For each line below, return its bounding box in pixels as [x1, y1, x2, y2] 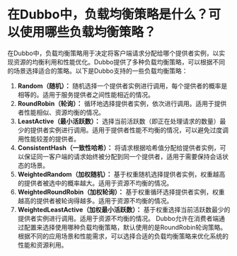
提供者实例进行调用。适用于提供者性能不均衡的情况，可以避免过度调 [30, 125, 229, 134]
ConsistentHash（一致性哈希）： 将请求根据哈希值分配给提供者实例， [17, 143, 221, 152]
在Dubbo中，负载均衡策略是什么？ [7, 6, 209, 23]
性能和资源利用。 [17, 240, 68, 249]
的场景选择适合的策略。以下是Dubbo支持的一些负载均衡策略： [7, 66, 188, 75]
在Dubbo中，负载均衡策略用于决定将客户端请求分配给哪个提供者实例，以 [7, 49, 219, 57]
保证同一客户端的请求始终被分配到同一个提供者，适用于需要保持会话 [23, 152, 223, 161]
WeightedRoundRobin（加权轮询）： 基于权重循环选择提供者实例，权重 [17, 187, 225, 196]
